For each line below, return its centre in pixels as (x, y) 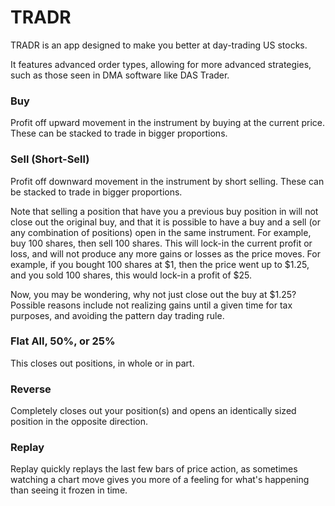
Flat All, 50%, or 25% (63, 341)
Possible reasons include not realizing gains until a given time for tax (151, 305)
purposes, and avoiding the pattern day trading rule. (117, 315)
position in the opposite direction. (79, 422)
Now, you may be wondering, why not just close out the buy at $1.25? (153, 294)
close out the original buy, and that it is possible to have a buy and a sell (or (166, 222)
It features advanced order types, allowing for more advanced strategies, (161, 64)
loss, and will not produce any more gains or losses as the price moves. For (165, 253)
